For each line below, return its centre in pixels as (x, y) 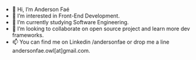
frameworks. (28, 35)
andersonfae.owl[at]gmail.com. (51, 51)
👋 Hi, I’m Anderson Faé (41, 9)
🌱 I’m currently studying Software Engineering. (70, 22)
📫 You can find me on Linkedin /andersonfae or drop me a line (91, 42)
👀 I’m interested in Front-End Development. (66, 16)
